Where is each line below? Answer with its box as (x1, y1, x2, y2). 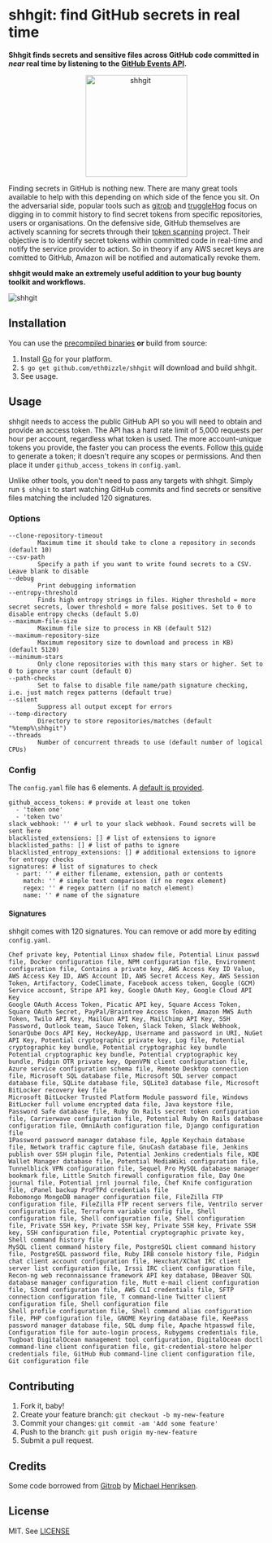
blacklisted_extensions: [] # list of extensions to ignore (8, 834, 217, 842)
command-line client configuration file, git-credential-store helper (8, 1343, 253, 1352)
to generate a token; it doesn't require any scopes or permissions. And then (8, 451, 261, 461)
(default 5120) (8, 645, 60, 653)
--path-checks (8, 674, 57, 682)
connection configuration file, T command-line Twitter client (8, 1293, 227, 1301)
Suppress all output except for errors (37, 702, 173, 710)
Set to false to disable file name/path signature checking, (37, 681, 249, 689)
